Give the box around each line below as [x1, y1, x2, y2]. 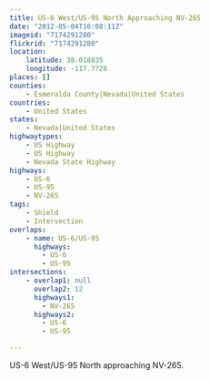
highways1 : [33, 293, 75, 302]
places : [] [9, 73, 51, 82]
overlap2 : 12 [33, 284, 84, 293]
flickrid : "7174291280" [9, 38, 100, 48]
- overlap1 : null [25, 276, 92, 285]
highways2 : [33, 310, 75, 319]
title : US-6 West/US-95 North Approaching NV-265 [9, 13, 202, 23]
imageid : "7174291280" [9, 30, 95, 39]
